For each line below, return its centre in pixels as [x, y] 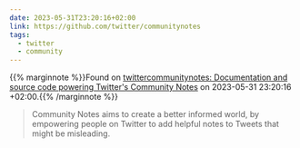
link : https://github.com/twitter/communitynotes [105, 26]
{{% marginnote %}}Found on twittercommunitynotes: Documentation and [149, 77]
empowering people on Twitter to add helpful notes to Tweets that [155, 124]
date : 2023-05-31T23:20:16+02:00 [73, 18]
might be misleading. [71, 133]
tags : [20, 35]
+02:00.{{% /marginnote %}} [64, 97]
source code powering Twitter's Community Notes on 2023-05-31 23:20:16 [150, 87]
